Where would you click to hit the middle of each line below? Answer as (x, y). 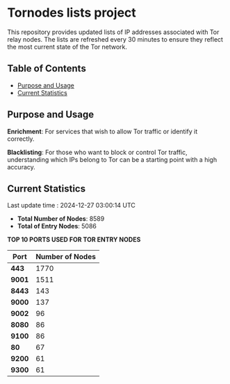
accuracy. (22, 167)
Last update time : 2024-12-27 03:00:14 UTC (71, 206)
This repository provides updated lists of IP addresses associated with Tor (113, 32)
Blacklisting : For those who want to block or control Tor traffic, (97, 152)
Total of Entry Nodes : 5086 (57, 226)
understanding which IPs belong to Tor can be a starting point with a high (112, 159)
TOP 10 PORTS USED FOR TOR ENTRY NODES (74, 240)
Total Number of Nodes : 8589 (61, 219)
